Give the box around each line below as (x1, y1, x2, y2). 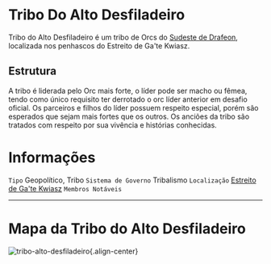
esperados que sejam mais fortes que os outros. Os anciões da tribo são (8, 111, 250, 121)
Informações (8, 148, 96, 166)
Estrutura (8, 65, 57, 78)
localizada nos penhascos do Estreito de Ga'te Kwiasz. (8, 40, 190, 50)
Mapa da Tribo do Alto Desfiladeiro (8, 220, 246, 237)
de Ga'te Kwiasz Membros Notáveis (8, 183, 123, 193)
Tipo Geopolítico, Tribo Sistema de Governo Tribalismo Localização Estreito (8, 175, 256, 185)
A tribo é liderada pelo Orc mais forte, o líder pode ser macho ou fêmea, (8, 86, 248, 95)
